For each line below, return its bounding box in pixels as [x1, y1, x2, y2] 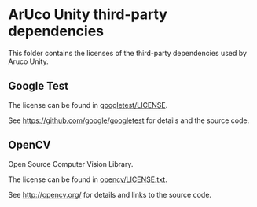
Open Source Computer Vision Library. [8, 159, 134, 168]
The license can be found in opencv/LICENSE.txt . [8, 175, 167, 184]
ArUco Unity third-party [8, 6, 167, 24]
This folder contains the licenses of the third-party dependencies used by [8, 48, 248, 57]
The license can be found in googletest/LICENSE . [8, 100, 168, 109]
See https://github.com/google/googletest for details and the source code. [8, 116, 250, 125]
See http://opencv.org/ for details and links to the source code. [8, 190, 212, 199]
